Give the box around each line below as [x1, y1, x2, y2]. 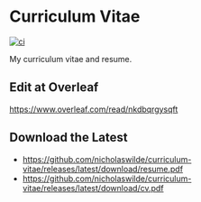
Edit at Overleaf [9, 79, 99, 96]
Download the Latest [9, 130, 128, 145]
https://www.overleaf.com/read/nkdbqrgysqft [9, 104, 178, 115]
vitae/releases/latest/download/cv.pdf [22, 182, 164, 193]
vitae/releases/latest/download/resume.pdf [22, 163, 183, 174]
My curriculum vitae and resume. [9, 53, 132, 64]
